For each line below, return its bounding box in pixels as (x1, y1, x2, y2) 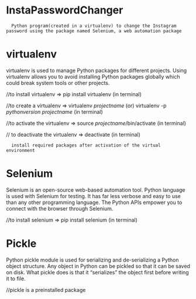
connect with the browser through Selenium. (6, 205, 114, 212)
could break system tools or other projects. (6, 79, 110, 86)
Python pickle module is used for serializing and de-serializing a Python (6, 256, 180, 263)
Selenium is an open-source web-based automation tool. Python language (6, 186, 185, 193)
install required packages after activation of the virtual (11, 142, 161, 148)
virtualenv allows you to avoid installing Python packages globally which (6, 73, 180, 80)
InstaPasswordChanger (6, 4, 123, 17)
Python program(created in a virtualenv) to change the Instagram (11, 23, 177, 29)
